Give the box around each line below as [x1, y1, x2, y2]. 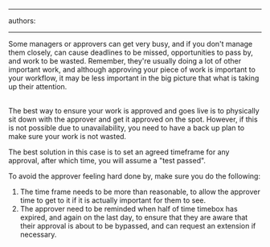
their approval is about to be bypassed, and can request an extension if [19, 221, 256, 230]
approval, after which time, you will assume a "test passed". [8, 156, 207, 165]
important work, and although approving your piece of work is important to [8, 65, 256, 74]
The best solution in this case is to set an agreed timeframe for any [8, 147, 230, 157]
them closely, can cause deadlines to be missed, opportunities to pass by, [8, 47, 253, 57]
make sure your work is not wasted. [8, 132, 127, 141]
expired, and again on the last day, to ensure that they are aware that [19, 212, 248, 222]
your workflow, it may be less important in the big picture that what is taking [8, 73, 260, 83]
